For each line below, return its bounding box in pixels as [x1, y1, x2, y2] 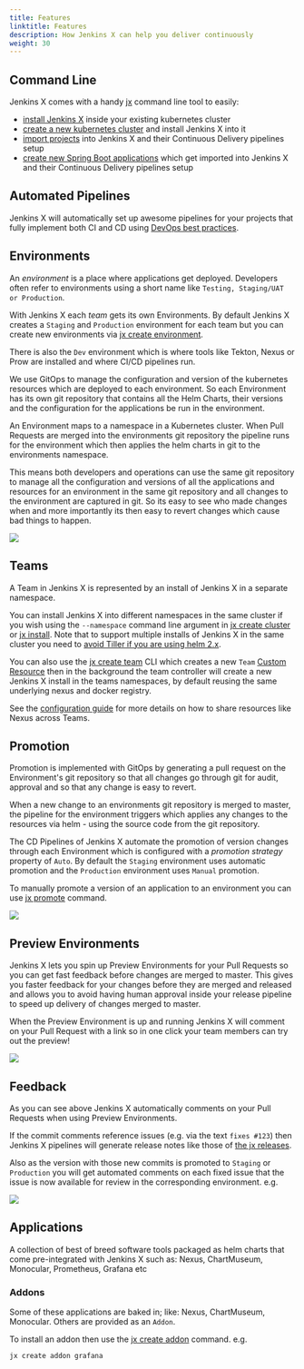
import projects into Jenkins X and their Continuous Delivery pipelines [22, 133, 284, 144]
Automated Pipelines [9, 188, 131, 204]
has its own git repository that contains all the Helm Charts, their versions [9, 392, 284, 404]
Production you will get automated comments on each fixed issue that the [9, 1167, 285, 1177]
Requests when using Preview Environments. [9, 1112, 178, 1123]
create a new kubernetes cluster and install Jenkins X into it [22, 123, 247, 134]
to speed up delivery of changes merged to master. [9, 999, 201, 1010]
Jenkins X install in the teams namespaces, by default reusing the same [9, 675, 278, 686]
